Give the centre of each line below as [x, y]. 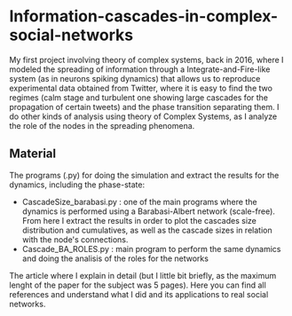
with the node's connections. [75, 239]
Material [32, 154]
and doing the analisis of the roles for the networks [115, 258]
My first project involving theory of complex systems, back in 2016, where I [146, 59]
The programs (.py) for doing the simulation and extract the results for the [144, 175]
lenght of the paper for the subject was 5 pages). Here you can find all [138, 285]
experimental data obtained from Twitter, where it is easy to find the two [141, 88]
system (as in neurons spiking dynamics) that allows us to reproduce [135, 78]
